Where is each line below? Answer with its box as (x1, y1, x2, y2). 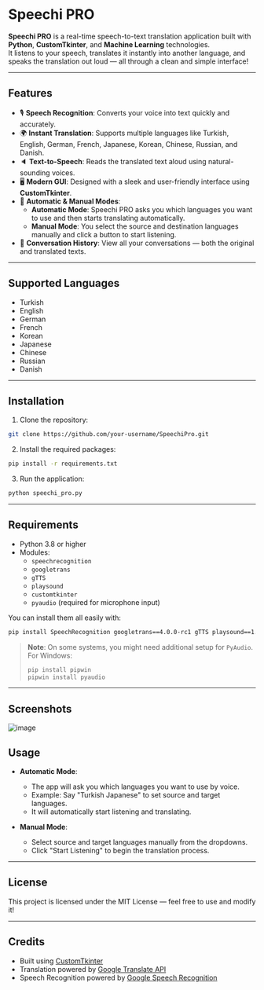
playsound (31, 582, 64, 590)
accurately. (19, 119, 57, 129)
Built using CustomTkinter (19, 956, 104, 966)
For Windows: (27, 651, 73, 660)
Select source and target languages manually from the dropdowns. (31, 838, 248, 847)
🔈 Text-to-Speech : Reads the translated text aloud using (19, 156, 207, 166)
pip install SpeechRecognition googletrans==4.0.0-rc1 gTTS (8, 628, 210, 636)
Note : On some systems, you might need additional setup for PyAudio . (27, 642, 254, 651)
